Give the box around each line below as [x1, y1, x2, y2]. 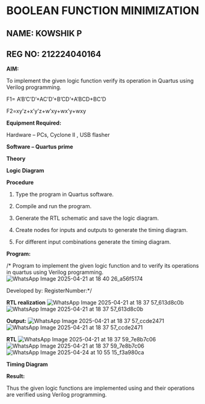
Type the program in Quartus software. [15, 191, 114, 198]
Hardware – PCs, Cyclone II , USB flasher [6, 131, 110, 139]
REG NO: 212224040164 [6, 49, 101, 59]
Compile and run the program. [15, 203, 92, 210]
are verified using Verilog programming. [6, 391, 107, 398]
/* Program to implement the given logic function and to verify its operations [6, 262, 199, 270]
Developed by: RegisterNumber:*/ [6, 287, 92, 295]
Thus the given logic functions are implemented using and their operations [6, 384, 195, 392]
